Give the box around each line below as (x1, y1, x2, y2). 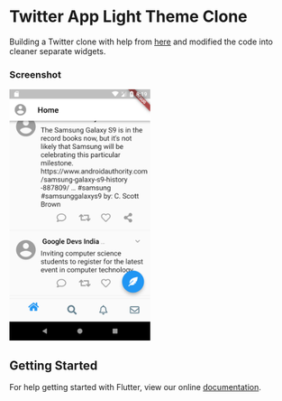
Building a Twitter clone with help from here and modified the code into (9, 36, 273, 47)
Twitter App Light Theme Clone (9, 6, 248, 27)
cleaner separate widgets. (9, 45, 106, 56)
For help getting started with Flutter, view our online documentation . (9, 382, 261, 393)
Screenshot (9, 68, 61, 80)
